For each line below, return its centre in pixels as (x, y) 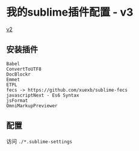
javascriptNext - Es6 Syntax (43, 95)
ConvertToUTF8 (24, 69)
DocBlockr (19, 74)
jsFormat (17, 100)
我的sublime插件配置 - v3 (70, 12)
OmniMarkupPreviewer (32, 105)
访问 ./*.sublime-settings (39, 141)
